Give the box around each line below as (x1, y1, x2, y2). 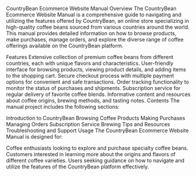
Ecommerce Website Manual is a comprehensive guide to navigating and (6, 11, 181, 18)
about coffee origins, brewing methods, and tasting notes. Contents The (6, 97, 180, 104)
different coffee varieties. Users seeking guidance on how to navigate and (6, 157, 184, 164)
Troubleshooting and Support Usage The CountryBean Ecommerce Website (6, 127, 189, 134)
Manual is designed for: (6, 133, 63, 140)
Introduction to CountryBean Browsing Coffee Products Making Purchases (6, 115, 185, 122)
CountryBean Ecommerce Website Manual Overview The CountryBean (6, 5, 177, 12)
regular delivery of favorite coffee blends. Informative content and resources (6, 91, 191, 98)
